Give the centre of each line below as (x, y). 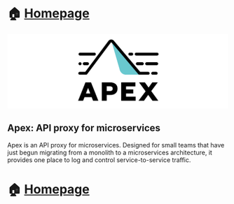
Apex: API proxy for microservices (84, 128)
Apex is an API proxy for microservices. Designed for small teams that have (116, 145)
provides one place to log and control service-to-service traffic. (99, 160)
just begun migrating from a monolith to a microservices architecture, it (110, 152)
